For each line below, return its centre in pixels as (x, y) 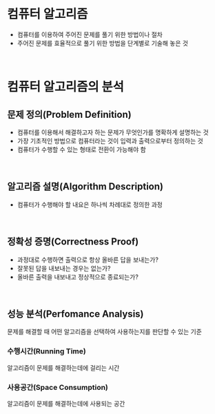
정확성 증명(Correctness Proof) (73, 242)
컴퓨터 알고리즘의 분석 (65, 87)
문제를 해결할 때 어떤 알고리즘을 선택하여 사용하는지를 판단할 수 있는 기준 (104, 332)
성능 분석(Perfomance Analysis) (75, 314)
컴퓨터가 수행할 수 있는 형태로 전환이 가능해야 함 (81, 149)
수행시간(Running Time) (47, 351)
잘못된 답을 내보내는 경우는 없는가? (64, 268)
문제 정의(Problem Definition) (70, 114)
